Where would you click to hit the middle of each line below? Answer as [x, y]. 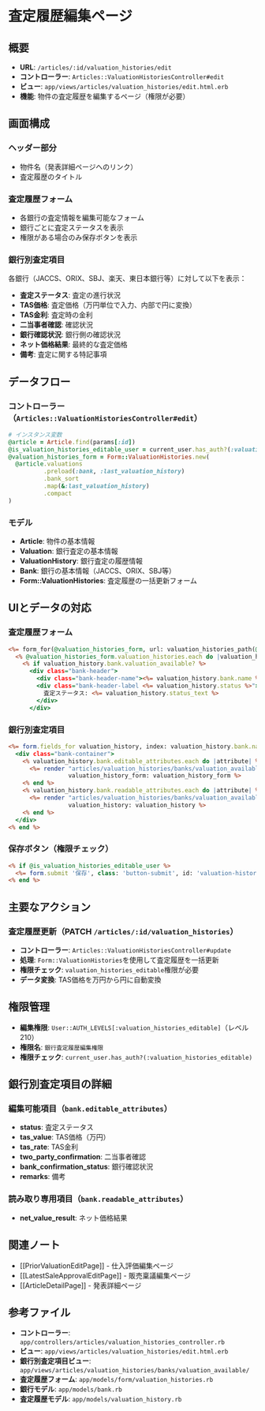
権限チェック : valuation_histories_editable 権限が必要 [109, 969]
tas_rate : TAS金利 [49, 1147]
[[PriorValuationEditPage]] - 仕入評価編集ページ [96, 1265]
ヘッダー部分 [33, 148]
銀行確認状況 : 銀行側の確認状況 [70, 335]
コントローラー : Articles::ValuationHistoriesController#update [125, 950]
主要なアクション [49, 907]
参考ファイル [39, 1312]
